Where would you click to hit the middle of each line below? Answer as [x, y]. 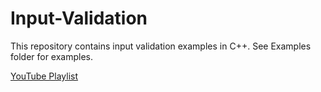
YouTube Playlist [44, 76]
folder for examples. [52, 56]
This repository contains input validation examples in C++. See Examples [161, 46]
